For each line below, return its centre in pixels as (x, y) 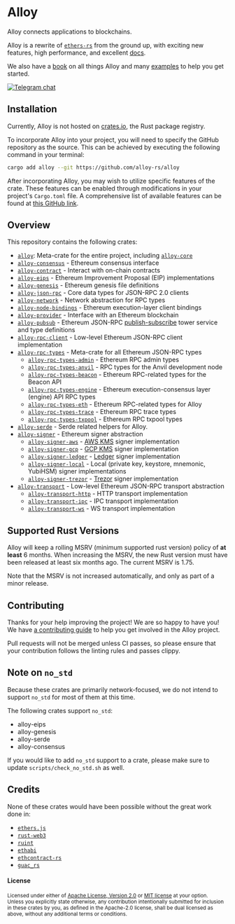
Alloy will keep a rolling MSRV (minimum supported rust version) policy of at (117, 548)
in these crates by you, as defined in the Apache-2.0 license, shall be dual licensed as (110, 908)
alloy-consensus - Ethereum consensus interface (88, 263)
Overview (29, 225)
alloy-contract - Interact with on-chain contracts (89, 270)
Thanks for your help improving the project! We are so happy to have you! (113, 622)
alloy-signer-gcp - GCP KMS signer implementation (103, 449)
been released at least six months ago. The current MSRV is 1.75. (101, 563)
